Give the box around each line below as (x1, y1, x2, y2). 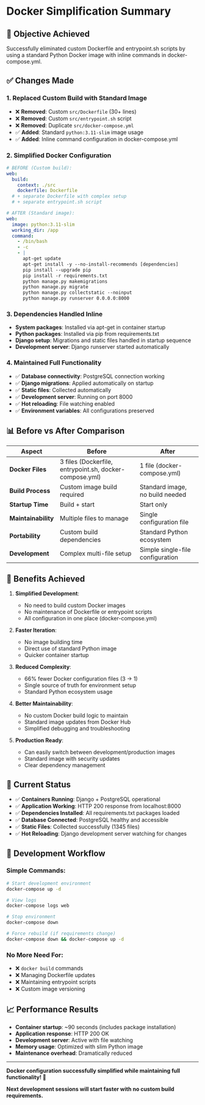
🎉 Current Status (6, 779, 71, 790)
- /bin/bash (17, 239, 48, 245)
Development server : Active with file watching (15, 1036, 133, 1044)
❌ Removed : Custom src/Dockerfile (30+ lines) (15, 108, 137, 115)
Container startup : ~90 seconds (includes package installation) (15, 1023, 176, 1030)
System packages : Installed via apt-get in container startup (15, 324, 166, 331)
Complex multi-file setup (60, 549, 132, 557)
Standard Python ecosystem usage (24, 688, 113, 696)
